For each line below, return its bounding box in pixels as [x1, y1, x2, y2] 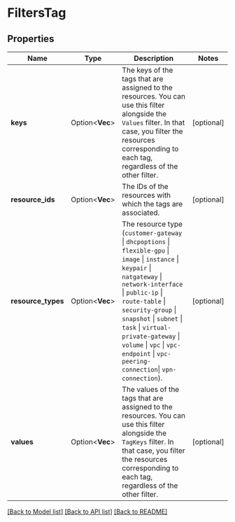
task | [122, 323, 141, 332]
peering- [122, 358, 151, 365]
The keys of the [122, 65, 173, 75]
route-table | [122, 296, 166, 306]
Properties [7, 33, 55, 45]
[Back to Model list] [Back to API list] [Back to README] [7, 507, 168, 516]
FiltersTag [7, 5, 66, 21]
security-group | [122, 305, 177, 314]
